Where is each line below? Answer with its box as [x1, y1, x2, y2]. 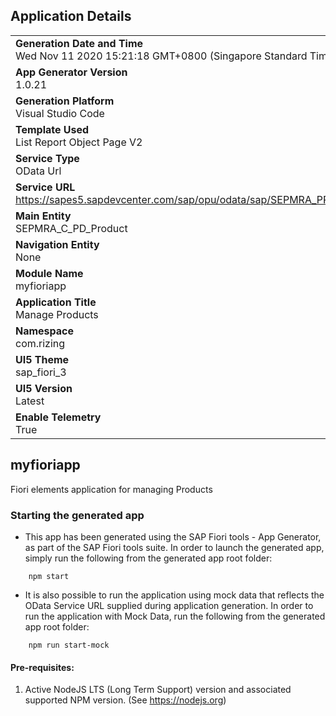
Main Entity [15, 209, 72, 223]
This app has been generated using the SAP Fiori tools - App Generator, [24, 530, 322, 543]
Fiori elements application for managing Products [10, 483, 213, 495]
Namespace [15, 324, 75, 338]
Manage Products [15, 307, 99, 321]
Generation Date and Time [15, 36, 144, 50]
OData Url [15, 164, 62, 178]
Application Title [15, 295, 97, 309]
